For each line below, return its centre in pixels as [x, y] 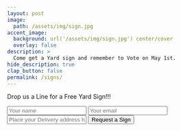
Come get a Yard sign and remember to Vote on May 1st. [95, 58]
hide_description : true [41, 64]
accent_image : [27, 33]
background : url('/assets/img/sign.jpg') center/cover [93, 39]
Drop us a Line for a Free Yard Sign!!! [59, 97]
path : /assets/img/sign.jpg [53, 26]
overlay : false [35, 45]
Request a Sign [111, 120]
